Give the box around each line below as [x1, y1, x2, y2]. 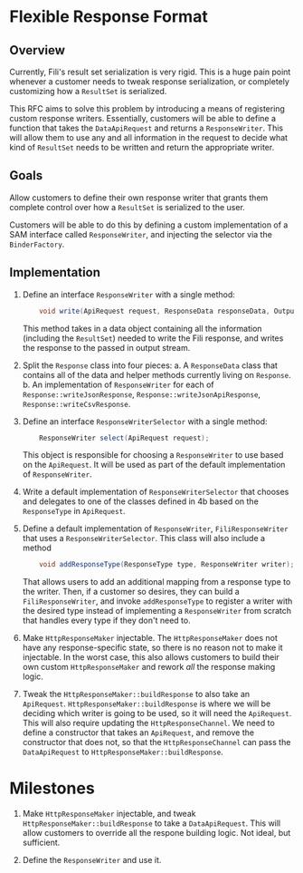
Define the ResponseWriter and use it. [22, 855, 162, 866]
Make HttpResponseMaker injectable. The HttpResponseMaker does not [22, 633, 278, 644]
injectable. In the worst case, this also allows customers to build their [22, 652, 280, 663]
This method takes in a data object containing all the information [22, 323, 262, 334]
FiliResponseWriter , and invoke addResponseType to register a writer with [22, 596, 293, 606]
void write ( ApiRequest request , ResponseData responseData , [39, 306, 270, 315]
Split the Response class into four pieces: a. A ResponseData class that [22, 360, 279, 371]
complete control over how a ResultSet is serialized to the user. [9, 201, 246, 212]
